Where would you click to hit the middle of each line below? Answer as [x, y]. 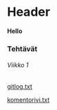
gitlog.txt [20, 87]
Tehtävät [22, 49]
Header [28, 12]
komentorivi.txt [28, 100]
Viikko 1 [18, 65]
